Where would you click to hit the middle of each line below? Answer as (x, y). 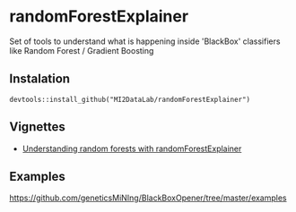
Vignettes (37, 127)
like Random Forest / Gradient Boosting (82, 50)
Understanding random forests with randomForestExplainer (132, 148)
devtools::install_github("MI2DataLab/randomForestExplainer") (130, 99)
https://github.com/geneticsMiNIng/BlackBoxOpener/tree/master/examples (148, 198)
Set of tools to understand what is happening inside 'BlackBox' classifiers (145, 41)
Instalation (39, 79)
